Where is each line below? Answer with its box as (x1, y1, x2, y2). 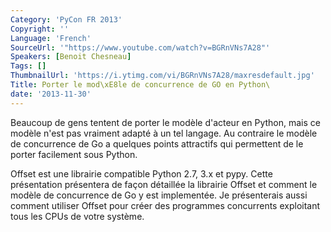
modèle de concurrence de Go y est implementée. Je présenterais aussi (10, 189, 308, 201)
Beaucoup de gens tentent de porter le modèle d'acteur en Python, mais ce (10, 116, 321, 128)
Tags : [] (10, 61, 47, 71)
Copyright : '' (10, 24, 70, 34)
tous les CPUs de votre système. (10, 210, 145, 222)
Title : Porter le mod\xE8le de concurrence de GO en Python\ (10, 80, 271, 90)
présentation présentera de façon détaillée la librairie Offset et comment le (10, 178, 318, 190)
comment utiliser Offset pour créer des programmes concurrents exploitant (10, 199, 321, 211)
